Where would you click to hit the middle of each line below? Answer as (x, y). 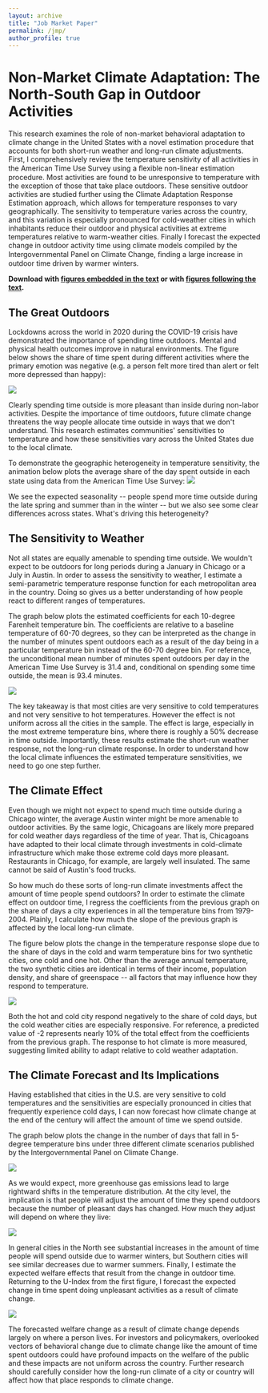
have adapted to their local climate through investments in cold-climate (125, 844)
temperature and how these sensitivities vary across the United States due (131, 439)
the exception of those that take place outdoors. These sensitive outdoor (128, 186)
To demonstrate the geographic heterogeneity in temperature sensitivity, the (134, 463)
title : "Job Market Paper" (53, 23)
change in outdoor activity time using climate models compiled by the (123, 246)
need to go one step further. (55, 765)
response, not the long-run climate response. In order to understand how (129, 749)
